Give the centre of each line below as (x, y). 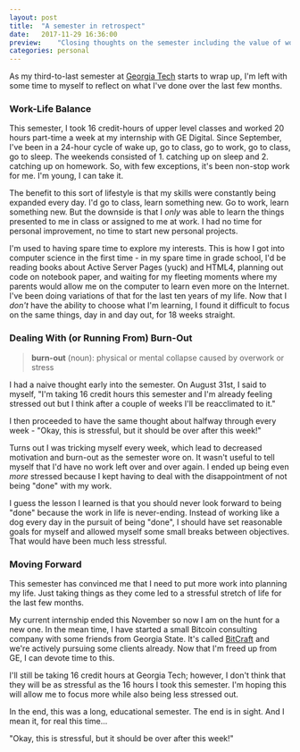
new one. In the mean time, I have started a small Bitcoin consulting (133, 629)
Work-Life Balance (50, 109)
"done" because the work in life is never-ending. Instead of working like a (144, 512)
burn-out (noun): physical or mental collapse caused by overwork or (158, 358)
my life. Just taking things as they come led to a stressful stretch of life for (146, 593)
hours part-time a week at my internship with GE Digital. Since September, (146, 138)
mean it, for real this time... (58, 722)
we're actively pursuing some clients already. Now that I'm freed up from (143, 648)
